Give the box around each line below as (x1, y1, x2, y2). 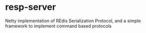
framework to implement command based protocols (5, 23, 112, 29)
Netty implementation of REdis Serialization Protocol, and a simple (5, 18, 141, 24)
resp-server (5, 1, 56, 13)
